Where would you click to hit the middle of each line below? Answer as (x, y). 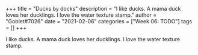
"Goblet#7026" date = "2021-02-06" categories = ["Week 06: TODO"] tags (99, 21)
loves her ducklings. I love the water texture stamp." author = (81, 15)
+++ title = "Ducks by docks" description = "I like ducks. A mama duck (93, 9)
